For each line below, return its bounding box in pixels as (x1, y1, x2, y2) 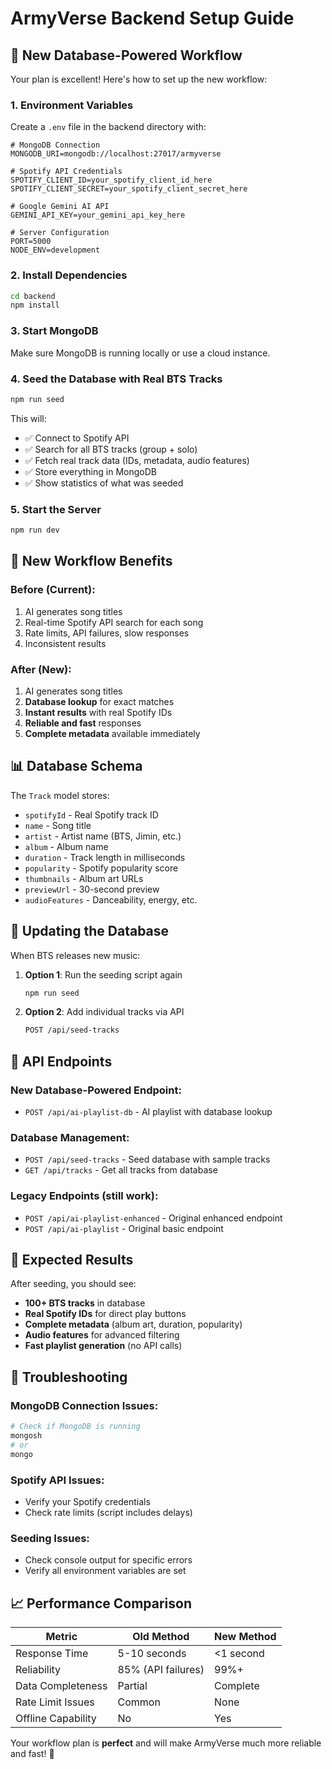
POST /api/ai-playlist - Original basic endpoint (24, 1222, 224, 1234)
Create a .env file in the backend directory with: (10, 121, 207, 133)
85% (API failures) (117, 1663, 205, 1677)
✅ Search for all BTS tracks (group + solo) (24, 443, 198, 455)
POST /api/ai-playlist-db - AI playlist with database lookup (24, 1106, 273, 1118)
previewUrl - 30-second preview (24, 883, 160, 895)
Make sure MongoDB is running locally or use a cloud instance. (10, 347, 271, 359)
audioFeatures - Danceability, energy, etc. (24, 893, 198, 906)
